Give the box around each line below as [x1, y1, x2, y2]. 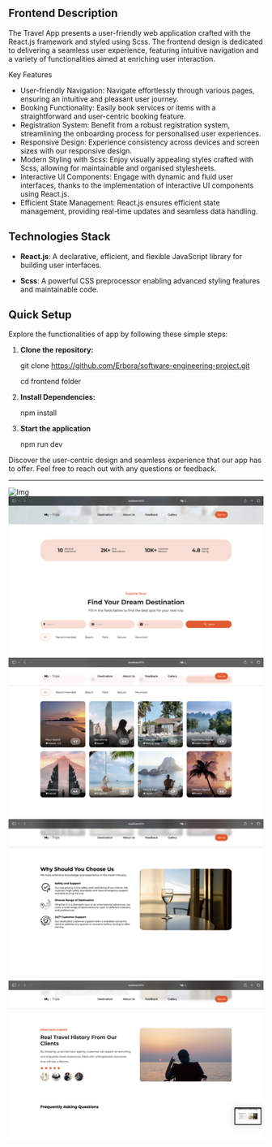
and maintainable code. [19, 284, 99, 294]
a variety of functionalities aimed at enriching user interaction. [8, 54, 216, 63]
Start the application [19, 424, 91, 434]
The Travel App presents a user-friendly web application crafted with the [8, 28, 251, 37]
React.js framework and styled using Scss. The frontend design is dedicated [8, 37, 263, 46]
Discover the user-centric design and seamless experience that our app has [8, 455, 261, 465]
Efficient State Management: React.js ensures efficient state [19, 197, 220, 207]
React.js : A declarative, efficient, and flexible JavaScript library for [19, 251, 243, 261]
